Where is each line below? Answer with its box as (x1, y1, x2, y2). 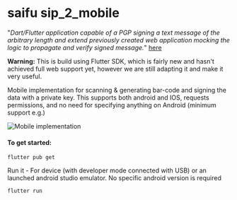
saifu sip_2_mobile (7, 5, 120, 21)
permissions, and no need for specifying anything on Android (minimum (7, 100, 217, 109)
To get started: (7, 138, 52, 146)
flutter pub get (7, 154, 55, 161)
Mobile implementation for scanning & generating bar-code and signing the (7, 86, 226, 94)
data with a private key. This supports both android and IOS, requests (7, 93, 210, 102)
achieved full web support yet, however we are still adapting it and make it (7, 64, 224, 73)
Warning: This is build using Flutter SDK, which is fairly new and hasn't (7, 57, 214, 65)
